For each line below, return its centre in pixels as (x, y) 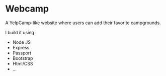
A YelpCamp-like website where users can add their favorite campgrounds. (83, 23)
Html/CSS (23, 63)
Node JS (22, 42)
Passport (22, 53)
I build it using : (21, 32)
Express (21, 47)
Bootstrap (23, 58)
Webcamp (27, 9)
